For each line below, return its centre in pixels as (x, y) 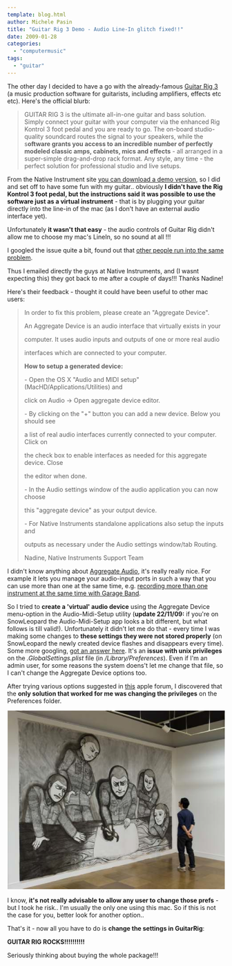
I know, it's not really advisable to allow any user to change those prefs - (113, 900)
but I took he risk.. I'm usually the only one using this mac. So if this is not (112, 907)
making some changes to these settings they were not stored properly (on (115, 636)
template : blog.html (37, 15)
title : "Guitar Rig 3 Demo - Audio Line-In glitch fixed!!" (96, 29)
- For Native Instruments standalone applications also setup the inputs (124, 523)
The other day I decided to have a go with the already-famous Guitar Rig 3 (113, 86)
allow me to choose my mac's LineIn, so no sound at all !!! (89, 237)
